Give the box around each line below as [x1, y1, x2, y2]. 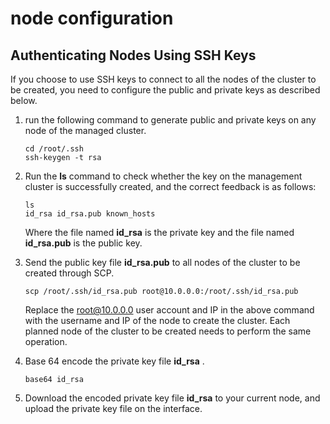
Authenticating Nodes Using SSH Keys [10, 47, 257, 64]
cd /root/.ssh [24, 144, 84, 154]
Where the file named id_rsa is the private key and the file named [24, 227, 295, 238]
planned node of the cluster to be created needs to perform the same [24, 325, 312, 337]
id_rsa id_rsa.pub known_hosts [24, 209, 156, 219]
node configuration [10, 7, 174, 30]
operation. [24, 336, 68, 347]
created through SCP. [24, 267, 115, 279]
